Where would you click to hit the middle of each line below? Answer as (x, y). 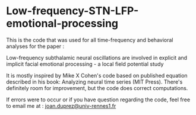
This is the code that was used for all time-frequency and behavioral (90, 40)
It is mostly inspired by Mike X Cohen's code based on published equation (97, 75)
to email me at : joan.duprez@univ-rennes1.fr (61, 106)
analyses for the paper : (35, 46)
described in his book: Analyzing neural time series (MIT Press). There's (94, 82)
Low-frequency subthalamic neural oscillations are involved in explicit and (97, 57)
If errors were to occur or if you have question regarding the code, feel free (98, 100)
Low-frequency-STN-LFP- (72, 11)
